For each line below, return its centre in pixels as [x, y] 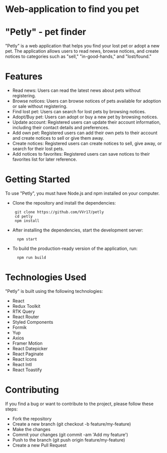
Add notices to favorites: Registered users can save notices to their [81, 154]
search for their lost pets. [38, 149]
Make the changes [31, 429]
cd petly [24, 217]
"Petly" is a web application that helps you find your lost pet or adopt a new [83, 46]
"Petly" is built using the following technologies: [54, 291]
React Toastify [27, 370]
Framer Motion [28, 343]
